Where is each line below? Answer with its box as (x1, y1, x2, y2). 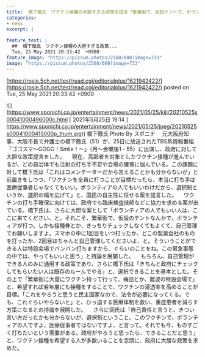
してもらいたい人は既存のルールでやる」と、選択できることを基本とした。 (6, 268, 193, 275)
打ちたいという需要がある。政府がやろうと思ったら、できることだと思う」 (11, 329, 199, 336)
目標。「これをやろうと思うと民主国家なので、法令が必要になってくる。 (6, 290, 185, 298)
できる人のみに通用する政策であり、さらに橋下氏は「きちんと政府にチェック (6, 260, 199, 267)
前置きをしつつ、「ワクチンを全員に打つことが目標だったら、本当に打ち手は (6, 176, 196, 183)
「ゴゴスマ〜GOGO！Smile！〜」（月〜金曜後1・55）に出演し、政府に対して (6, 145, 197, 152)
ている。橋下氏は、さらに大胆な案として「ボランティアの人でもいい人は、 (6, 206, 193, 214)
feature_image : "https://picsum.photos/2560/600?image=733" (6, 54, 163, 61)
